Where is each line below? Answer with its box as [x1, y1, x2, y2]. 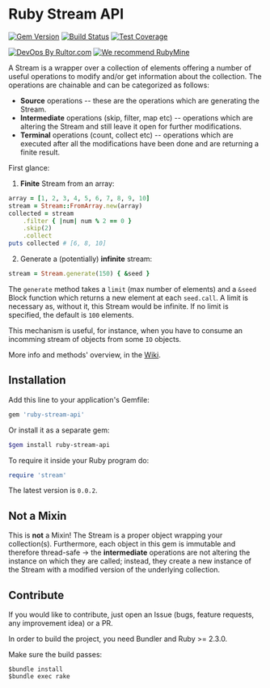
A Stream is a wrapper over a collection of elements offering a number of [8, 62, 252, 73]
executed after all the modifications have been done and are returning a [19, 138, 259, 148]
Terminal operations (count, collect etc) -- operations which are [19, 130, 234, 140]
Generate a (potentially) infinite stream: [19, 254, 153, 264]
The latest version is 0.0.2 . [8, 486, 99, 496]
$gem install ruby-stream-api [8, 441, 111, 449]
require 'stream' [8, 471, 67, 479]
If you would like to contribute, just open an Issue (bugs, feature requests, [8, 610, 255, 619]
